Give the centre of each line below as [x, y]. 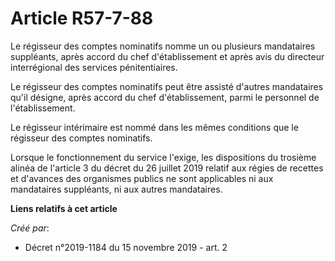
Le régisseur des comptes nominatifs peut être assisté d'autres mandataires [167, 86]
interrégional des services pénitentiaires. [94, 67]
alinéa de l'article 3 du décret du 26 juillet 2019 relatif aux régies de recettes [167, 168]
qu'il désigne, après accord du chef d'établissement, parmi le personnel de [165, 97]
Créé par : [30, 228]
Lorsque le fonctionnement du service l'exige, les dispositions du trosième [163, 157]
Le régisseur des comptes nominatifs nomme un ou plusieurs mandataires [163, 46]
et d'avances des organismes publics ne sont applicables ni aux [142, 178]
